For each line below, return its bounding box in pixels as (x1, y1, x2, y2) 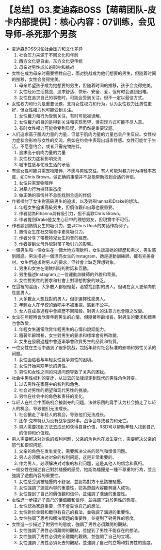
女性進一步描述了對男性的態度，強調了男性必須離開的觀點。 (11, 521, 131, 527)
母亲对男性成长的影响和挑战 (18, 64, 75, 70)
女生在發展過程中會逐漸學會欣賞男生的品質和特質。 (18, 338, 121, 344)
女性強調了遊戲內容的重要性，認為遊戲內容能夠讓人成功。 (18, 485, 134, 491)
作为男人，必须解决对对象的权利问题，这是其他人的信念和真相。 (18, 460, 146, 466)
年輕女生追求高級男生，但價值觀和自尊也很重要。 (18, 204, 117, 210)
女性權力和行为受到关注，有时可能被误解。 (18, 113, 104, 118)
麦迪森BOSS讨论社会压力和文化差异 (11, 46, 83, 52)
